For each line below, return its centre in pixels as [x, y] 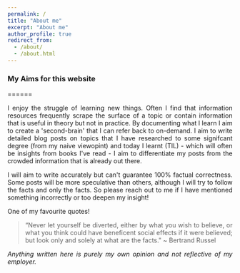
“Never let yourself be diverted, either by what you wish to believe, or [129, 225]
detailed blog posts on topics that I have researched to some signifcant [120, 138]
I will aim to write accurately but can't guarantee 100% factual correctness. [120, 175]
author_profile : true [40, 34]
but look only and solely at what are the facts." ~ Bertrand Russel [120, 240]
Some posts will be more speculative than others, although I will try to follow [120, 182]
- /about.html [35, 54]
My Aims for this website [52, 78]
